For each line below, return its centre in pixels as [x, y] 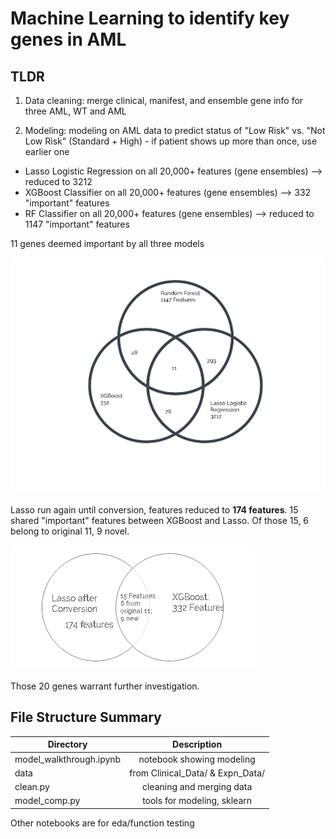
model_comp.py [47, 801]
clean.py [32, 787]
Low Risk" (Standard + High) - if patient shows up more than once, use [171, 141]
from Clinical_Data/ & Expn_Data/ [197, 773]
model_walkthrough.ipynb [68, 759]
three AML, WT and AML [75, 111]
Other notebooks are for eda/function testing [102, 823]
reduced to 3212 [58, 181]
